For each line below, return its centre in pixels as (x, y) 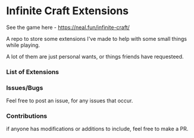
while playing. (23, 45)
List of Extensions (33, 72)
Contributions (27, 116)
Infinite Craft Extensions (68, 11)
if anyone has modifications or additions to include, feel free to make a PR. (97, 129)
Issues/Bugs (25, 88)
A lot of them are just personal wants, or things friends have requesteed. (95, 56)
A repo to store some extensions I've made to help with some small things (97, 38)
